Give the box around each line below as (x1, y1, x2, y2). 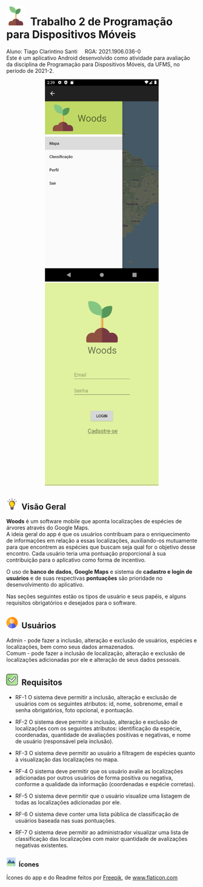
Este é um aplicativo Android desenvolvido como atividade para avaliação (6, 54, 191, 61)
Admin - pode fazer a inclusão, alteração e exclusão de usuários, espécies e (6, 636, 197, 644)
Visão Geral (21, 501, 67, 512)
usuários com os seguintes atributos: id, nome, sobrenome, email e (15, 700, 183, 707)
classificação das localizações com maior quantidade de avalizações (15, 835, 188, 842)
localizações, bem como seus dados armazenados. (6, 643, 135, 650)
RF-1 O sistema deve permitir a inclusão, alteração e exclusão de (15, 693, 177, 701)
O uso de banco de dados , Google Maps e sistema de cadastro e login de (6, 568, 193, 576)
